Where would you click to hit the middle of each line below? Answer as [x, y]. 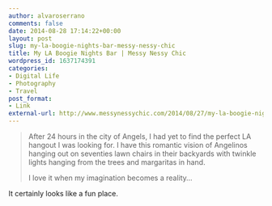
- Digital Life [34, 76]
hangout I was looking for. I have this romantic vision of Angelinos [138, 145]
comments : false [36, 23]
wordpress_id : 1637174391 [52, 61]
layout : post [30, 38]
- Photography [32, 83]
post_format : [30, 99]
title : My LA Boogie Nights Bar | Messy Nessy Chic [97, 53]
